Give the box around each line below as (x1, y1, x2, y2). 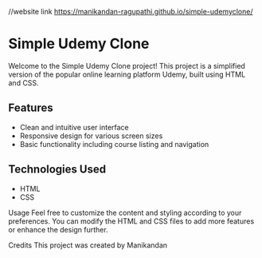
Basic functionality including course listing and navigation (19, 139, 209, 149)
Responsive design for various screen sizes (19, 131, 163, 141)
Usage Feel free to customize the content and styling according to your (8, 208, 242, 217)
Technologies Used (8, 163, 106, 177)
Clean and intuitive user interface (19, 122, 129, 132)
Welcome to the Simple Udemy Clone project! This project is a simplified (8, 61, 245, 70)
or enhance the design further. (8, 224, 109, 234)
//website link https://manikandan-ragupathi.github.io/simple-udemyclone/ (8, 7, 253, 16)
